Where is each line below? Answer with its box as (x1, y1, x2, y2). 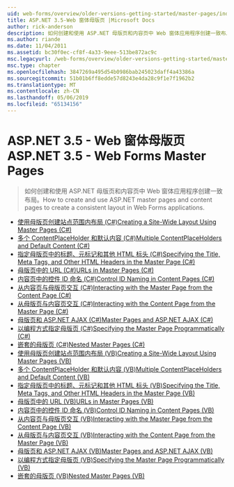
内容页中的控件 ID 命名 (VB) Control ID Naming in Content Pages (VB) (17, 406, 214, 414)
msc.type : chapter (7, 62, 61, 69)
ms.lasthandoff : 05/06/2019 (7, 95, 89, 102)
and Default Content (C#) (17, 241, 91, 250)
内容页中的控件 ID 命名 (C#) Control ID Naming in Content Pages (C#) (17, 274, 214, 282)
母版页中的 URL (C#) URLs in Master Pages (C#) (17, 266, 155, 274)
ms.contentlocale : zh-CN (7, 88, 79, 95)
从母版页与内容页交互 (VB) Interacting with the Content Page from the (17, 431, 216, 439)
